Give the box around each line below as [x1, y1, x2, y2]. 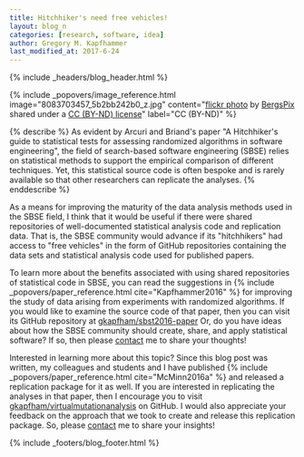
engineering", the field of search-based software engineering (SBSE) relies [9, 146, 289, 157]
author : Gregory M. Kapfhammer [9, 38, 128, 48]
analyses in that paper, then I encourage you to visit [9, 391, 203, 402]
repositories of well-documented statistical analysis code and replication [9, 221, 281, 232]
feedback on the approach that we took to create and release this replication [9, 410, 296, 422]
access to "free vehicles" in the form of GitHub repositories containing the [9, 240, 287, 251]
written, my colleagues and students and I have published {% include [9, 362, 269, 373]
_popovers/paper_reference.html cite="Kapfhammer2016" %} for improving [9, 287, 293, 297]
